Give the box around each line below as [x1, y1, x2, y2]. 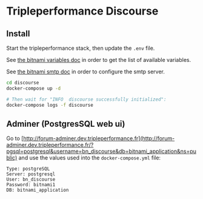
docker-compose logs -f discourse [6, 102, 94, 108]
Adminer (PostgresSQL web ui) [6, 118, 125, 129]
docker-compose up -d [6, 85, 61, 92]
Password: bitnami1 [6, 182, 56, 188]
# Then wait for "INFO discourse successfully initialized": [6, 96, 167, 103]
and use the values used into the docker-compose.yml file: [18, 154, 161, 161]
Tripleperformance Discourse [6, 4, 159, 18]
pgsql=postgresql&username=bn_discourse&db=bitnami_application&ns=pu [6, 147, 197, 155]
